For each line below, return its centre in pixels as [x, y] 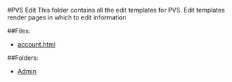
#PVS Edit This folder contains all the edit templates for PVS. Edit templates [116, 10]
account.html [36, 44]
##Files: [19, 31]
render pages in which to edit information [67, 17]
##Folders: [23, 58]
